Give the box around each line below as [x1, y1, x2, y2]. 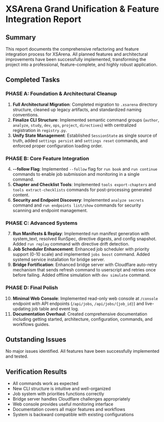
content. [12, 192, 30, 198]
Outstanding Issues [5, 335, 66, 344]
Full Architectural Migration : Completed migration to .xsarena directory [12, 101, 158, 107]
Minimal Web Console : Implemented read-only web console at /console [12, 295, 158, 301]
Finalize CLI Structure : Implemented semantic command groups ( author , [12, 117, 160, 123]
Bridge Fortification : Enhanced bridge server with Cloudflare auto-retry [12, 262, 158, 268]
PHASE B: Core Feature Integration [5, 155, 89, 162]
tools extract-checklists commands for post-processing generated [12, 187, 152, 192]
